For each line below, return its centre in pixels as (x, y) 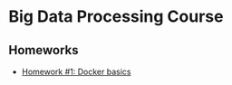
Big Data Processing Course (116, 17)
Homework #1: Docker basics (76, 71)
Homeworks (43, 50)
